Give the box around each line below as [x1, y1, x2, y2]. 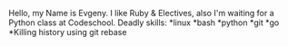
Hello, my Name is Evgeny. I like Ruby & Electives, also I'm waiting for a [8, 8, 274, 18]
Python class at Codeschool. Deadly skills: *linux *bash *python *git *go [8, 17, 280, 28]
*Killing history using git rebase [8, 27, 127, 37]
